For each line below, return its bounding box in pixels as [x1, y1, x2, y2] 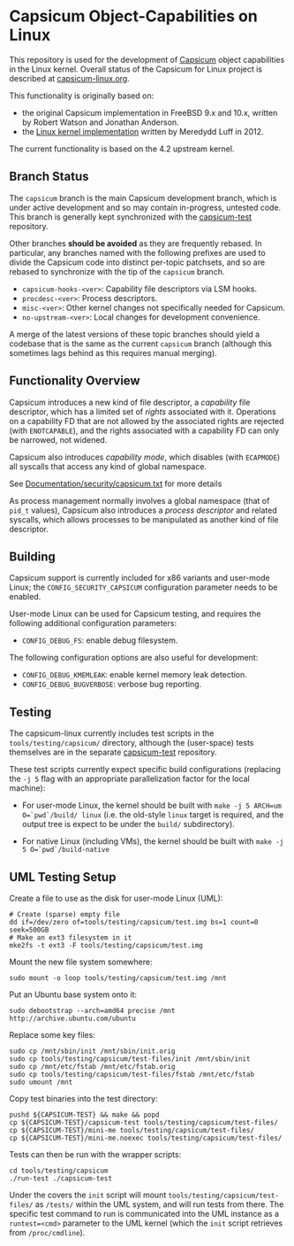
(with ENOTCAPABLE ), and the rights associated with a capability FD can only [9, 425, 280, 436]
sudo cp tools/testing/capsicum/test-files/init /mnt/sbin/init [9, 1055, 251, 1064]
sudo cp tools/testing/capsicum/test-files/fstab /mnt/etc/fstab [9, 1070, 254, 1079]
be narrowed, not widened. [9, 434, 108, 445]
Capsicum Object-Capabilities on [9, 6, 258, 27]
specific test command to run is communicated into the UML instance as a [9, 1209, 280, 1219]
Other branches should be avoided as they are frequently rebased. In [9, 237, 262, 249]
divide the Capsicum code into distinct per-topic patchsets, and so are [9, 257, 266, 267]
